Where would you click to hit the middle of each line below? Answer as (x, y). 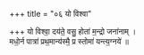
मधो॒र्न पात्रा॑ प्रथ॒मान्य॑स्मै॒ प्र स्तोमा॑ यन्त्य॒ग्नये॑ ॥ (69, 41)
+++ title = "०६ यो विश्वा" (51, 14)
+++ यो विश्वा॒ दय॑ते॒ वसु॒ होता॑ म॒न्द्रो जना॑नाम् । (73, 31)
